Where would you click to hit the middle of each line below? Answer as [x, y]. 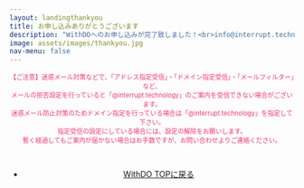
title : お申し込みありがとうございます [74, 26]
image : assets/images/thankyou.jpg [76, 43]
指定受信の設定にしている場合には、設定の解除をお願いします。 [152, 132]
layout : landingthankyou [56, 18]
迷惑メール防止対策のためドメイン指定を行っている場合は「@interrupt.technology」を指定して [152, 114]
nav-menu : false [40, 52]
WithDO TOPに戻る [159, 174]
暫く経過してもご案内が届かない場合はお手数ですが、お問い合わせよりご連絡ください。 [152, 141]
